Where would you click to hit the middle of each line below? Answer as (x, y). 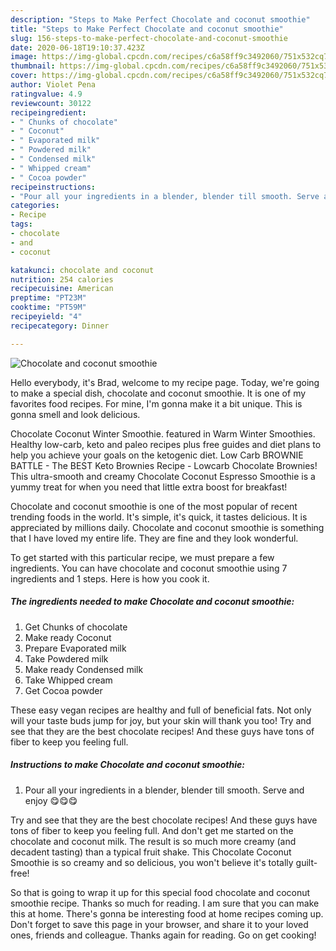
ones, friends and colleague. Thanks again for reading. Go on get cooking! (163, 935)
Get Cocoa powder (63, 690)
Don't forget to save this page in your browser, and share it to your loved (159, 924)
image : (24, 57)
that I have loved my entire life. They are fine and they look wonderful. (154, 538)
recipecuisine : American (62, 289)
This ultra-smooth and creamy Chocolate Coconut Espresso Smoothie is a (163, 476)
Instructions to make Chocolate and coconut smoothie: (127, 765)
